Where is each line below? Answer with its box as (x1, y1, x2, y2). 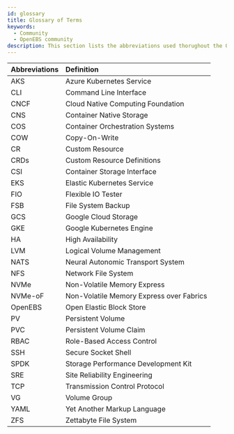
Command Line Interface (65, 88, 147, 97)
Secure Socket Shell (65, 348, 132, 357)
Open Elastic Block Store (65, 303, 146, 312)
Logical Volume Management (65, 246, 162, 255)
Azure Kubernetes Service (65, 77, 152, 86)
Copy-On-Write (65, 133, 119, 143)
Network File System (65, 268, 134, 278)
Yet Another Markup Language (65, 404, 166, 414)
